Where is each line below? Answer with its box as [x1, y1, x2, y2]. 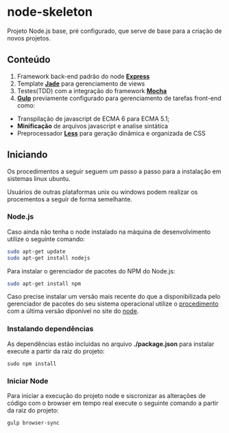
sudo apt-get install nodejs [7, 254, 91, 261]
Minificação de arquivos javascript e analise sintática [16, 121, 169, 130]
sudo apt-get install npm [7, 280, 81, 287]
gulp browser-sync [7, 419, 60, 427]
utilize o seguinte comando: [7, 234, 86, 243]
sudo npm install [7, 360, 57, 367]
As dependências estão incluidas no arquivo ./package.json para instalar [7, 340, 215, 348]
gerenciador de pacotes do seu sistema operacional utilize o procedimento [7, 299, 219, 308]
